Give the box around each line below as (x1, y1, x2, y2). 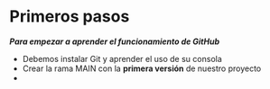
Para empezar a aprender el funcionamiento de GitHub (9, 36, 220, 47)
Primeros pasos (9, 6, 130, 27)
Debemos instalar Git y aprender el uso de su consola (22, 53, 223, 64)
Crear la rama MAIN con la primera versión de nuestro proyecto (22, 63, 262, 74)
